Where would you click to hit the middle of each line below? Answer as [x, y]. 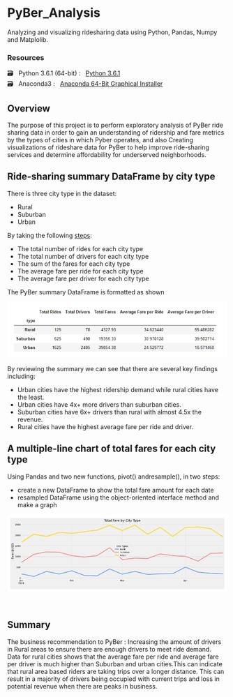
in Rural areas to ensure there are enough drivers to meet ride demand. [109, 649]
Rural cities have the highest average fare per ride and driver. [105, 426]
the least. [31, 397]
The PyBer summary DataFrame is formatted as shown [86, 292]
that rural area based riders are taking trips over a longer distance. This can [116, 671]
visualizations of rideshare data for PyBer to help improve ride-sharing [108, 147]
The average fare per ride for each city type [81, 271]
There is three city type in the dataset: [62, 193]
